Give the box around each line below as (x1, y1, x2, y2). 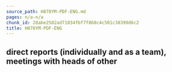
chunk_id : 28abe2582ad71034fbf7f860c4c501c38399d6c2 (6, 19, 139, 25)
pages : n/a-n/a (6, 14, 44, 20)
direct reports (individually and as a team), (6, 47, 167, 57)
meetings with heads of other (6, 56, 117, 66)
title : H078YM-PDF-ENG (6, 25, 62, 31)
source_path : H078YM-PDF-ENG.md (6, 8, 86, 15)
